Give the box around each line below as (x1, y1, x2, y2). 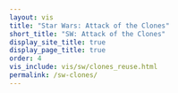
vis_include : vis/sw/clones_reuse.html (9, 63, 158, 72)
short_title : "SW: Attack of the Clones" (9, 29, 166, 38)
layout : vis (9, 12, 54, 22)
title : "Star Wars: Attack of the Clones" (9, 21, 170, 30)
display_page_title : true (9, 46, 106, 55)
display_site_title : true (9, 37, 106, 47)
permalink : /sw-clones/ (9, 71, 98, 80)
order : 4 (9, 54, 42, 63)
